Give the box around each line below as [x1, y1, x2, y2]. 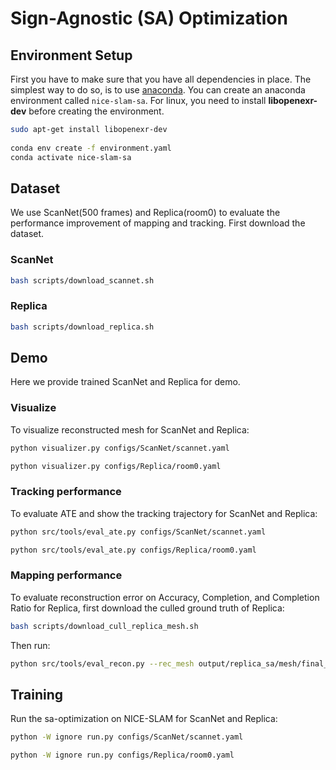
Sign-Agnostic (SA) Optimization [10, 7, 288, 30]
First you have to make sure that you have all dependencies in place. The [10, 73, 312, 85]
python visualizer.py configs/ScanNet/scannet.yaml [10, 443, 230, 453]
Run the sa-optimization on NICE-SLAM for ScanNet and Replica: [10, 713, 278, 725]
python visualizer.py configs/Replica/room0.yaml [10, 461, 222, 471]
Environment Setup [10, 47, 133, 64]
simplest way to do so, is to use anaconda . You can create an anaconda [10, 84, 306, 96]
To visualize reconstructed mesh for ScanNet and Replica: [10, 423, 250, 436]
